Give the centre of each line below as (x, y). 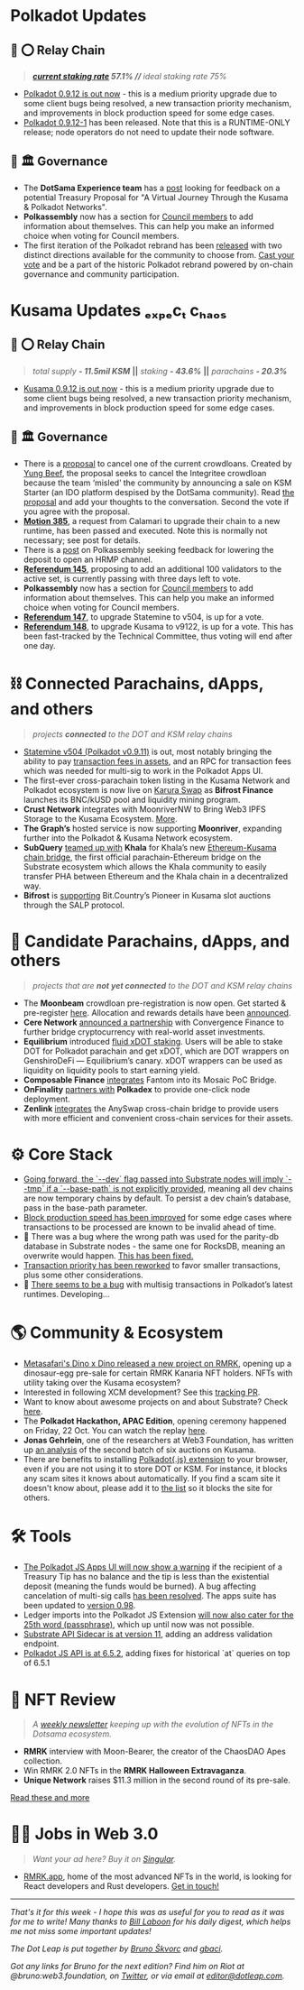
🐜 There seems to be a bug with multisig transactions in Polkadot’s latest (158, 1285)
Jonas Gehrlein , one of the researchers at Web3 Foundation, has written (158, 1441)
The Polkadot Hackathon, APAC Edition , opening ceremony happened (155, 1421)
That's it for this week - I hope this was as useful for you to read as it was (147, 1912)
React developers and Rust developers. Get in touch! (121, 1886)
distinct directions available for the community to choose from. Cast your (159, 254)
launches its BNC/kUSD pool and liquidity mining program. (132, 799)
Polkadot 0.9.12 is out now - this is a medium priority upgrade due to (150, 94)
